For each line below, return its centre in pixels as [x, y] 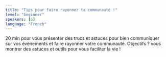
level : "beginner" [25, 15]
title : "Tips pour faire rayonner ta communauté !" [61, 10]
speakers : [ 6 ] [20, 19]
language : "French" [26, 24]
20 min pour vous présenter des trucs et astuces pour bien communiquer [82, 38]
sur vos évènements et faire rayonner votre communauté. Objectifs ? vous [83, 44]
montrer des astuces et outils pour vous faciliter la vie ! [63, 49]
